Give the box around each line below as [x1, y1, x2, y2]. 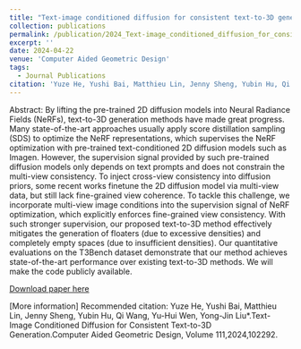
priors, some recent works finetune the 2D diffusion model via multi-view [9, 180, 279, 191]
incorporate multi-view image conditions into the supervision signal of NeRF [9, 199, 290, 210]
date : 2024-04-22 [9, 47, 74, 55]
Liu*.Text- [235, 310, 271, 320]
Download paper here [9, 283, 90, 294]
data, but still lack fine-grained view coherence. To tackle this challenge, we [9, 190, 290, 200]
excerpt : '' [9, 38, 54, 47]
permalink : [9, 30, 50, 38]
